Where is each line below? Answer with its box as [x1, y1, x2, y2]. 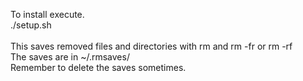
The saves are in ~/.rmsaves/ [10, 51, 130, 63]
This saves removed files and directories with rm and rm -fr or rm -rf [10, 40, 293, 52]
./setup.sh [10, 19, 52, 31]
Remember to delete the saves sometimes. [10, 62, 187, 73]
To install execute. [10, 9, 85, 20]
